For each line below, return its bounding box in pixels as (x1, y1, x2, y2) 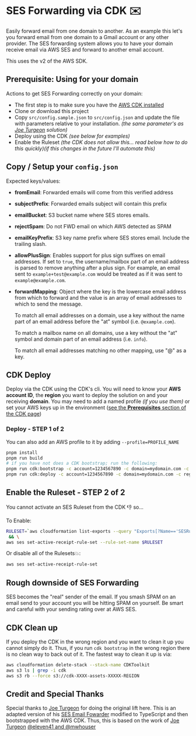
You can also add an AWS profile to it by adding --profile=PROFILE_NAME (6, 438, 180, 445)
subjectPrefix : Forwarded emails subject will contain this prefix (14, 200, 167, 207)
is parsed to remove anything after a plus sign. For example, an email (14, 264, 181, 271)
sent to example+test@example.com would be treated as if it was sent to (14, 270, 183, 278)
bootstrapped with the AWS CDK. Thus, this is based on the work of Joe (6, 717, 180, 724)
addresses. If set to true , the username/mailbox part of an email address (14, 258, 190, 265)
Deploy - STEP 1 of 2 (6, 425, 64, 433)
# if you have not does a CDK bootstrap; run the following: (6, 460, 158, 467)
